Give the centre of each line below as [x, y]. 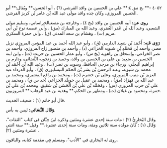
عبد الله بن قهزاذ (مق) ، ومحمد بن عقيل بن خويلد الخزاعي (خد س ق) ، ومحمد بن [80, 80]
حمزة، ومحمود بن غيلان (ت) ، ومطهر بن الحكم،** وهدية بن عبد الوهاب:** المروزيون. [83, 90]
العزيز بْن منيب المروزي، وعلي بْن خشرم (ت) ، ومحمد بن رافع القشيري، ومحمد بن [81, 74]
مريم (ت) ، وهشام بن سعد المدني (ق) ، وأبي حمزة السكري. [61, 33]
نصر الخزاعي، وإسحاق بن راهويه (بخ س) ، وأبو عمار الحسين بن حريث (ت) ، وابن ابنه [83, 53]
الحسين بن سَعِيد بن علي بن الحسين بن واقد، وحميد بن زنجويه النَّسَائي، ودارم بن [79, 59]
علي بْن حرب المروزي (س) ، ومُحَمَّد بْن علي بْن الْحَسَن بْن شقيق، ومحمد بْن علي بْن [82, 85]
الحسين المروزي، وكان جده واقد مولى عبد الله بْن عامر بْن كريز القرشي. [72, 13]
